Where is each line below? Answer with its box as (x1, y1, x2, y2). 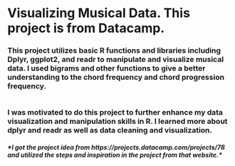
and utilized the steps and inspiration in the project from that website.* (7, 150, 223, 159)
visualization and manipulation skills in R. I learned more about (7, 116, 228, 126)
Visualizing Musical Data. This (7, 5, 191, 21)
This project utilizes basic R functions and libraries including (7, 46, 221, 56)
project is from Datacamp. (7, 20, 165, 36)
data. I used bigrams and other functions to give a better (7, 63, 206, 73)
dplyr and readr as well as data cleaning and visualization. (7, 125, 212, 135)
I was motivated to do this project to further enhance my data (7, 108, 223, 118)
